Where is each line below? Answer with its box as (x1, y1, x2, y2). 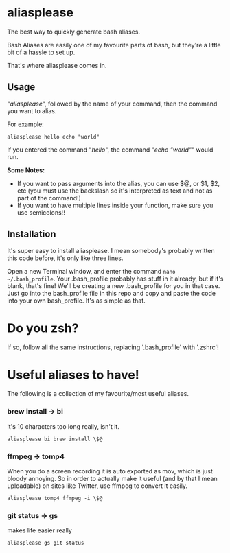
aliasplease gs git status (7, 540, 84, 547)
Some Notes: (7, 166, 45, 174)
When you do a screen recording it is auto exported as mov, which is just (7, 467, 213, 475)
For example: (7, 120, 45, 128)
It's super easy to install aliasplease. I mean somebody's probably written (7, 246, 215, 255)
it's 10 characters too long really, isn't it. (7, 422, 120, 430)
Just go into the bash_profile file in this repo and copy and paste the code (7, 289, 216, 297)
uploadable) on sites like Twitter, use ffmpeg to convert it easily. (7, 482, 187, 490)
